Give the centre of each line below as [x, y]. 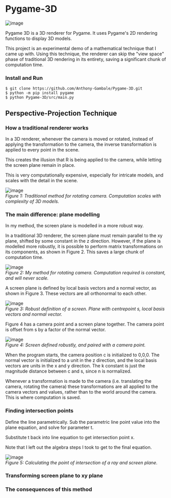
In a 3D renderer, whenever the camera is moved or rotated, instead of [79, 139]
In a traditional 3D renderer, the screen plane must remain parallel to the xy [84, 235]
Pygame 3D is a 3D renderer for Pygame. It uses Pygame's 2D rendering [81, 33]
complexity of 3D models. [32, 201]
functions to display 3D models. [39, 38]
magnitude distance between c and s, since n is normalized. [68, 371]
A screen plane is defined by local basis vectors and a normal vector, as [81, 288]
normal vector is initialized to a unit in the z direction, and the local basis [81, 360]
